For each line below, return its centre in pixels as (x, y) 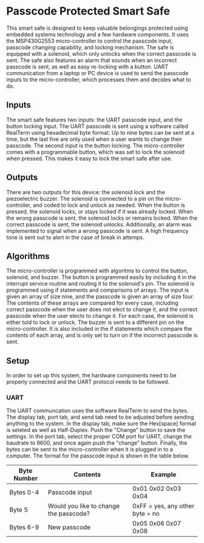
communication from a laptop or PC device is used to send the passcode (97, 73)
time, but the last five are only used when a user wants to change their (94, 139)
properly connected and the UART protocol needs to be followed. (88, 382)
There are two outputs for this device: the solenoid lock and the (86, 192)
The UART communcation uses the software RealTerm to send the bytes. (97, 411)
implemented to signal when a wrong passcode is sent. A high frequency (97, 231)
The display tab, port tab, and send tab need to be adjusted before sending (100, 417)
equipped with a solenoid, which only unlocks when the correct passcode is (101, 53)
